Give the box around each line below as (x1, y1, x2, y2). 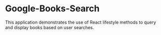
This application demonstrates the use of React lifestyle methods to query (5, 19, 156, 25)
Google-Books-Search (5, 3, 100, 14)
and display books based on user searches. (5, 24, 94, 30)
